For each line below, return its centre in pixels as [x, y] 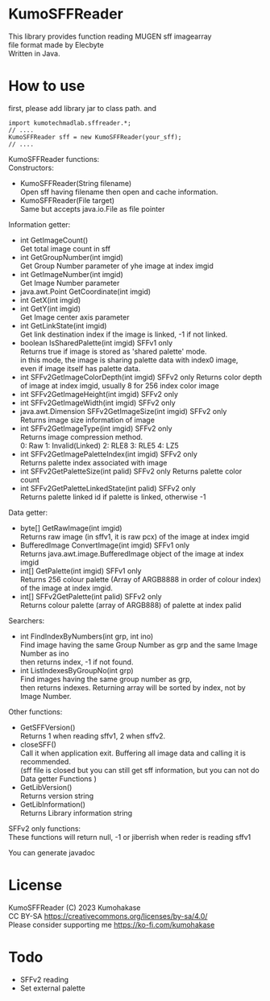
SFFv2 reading [44, 979]
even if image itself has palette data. [80, 368]
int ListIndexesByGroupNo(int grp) [77, 670]
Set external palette [53, 988]
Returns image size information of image [87, 420]
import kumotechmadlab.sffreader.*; [70, 123]
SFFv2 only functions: [45, 828]
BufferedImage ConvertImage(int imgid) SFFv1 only [105, 545]
